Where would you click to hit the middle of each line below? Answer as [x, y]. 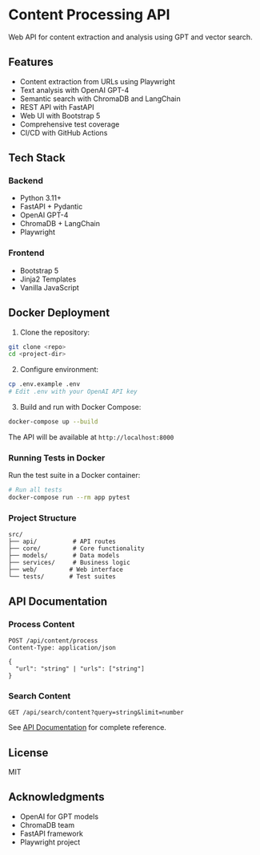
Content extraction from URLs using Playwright [98, 81]
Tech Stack [37, 158]
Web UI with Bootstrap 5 [60, 115]
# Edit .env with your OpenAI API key [73, 392]
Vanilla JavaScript [50, 287]
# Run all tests [35, 490]
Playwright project [50, 842]
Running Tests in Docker [57, 457]
